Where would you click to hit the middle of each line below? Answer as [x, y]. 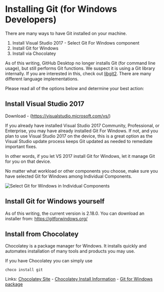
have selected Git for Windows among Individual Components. [69, 176]
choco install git [24, 270]
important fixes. [21, 146]
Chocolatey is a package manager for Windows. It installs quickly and [76, 246]
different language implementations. [42, 79]
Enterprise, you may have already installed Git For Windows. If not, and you [82, 131]
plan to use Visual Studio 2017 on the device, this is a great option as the [79, 136]
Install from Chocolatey [42, 234]
